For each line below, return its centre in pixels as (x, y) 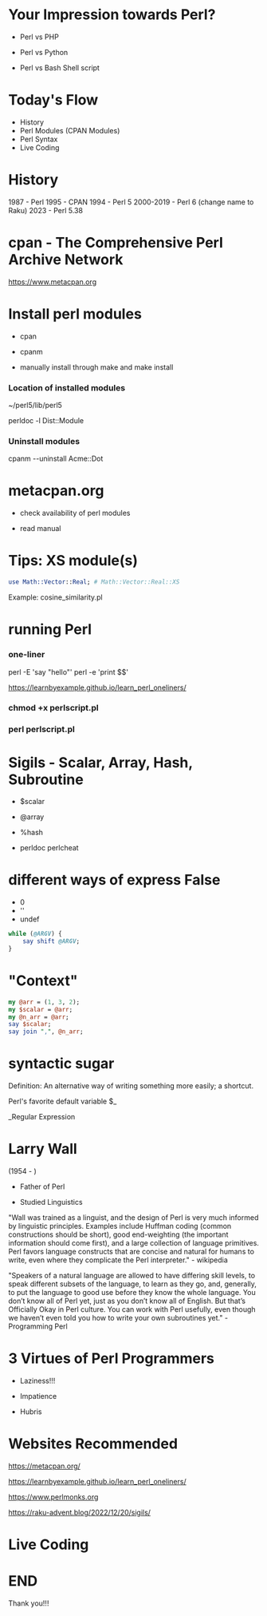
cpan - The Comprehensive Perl (116, 243)
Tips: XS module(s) (73, 561)
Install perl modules (75, 314)
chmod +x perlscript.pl (53, 708)
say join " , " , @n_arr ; (46, 1032)
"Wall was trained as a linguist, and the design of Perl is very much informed (133, 1218)
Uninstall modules (44, 441)
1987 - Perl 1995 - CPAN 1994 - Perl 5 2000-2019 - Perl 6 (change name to (131, 202)
